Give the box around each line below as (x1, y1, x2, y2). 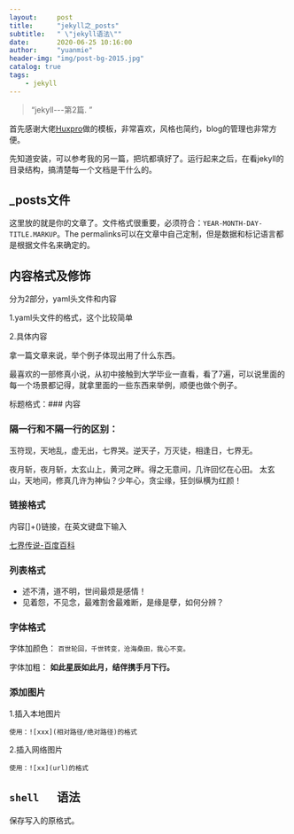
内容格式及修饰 (9, 268, 91, 284)
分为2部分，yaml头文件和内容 (9, 293, 117, 304)
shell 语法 (9, 790, 81, 805)
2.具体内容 (9, 331, 48, 342)
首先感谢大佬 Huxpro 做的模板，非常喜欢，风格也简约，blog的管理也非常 (9, 123, 270, 134)
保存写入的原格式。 (9, 815, 80, 825)
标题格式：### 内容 (9, 399, 81, 409)
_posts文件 (9, 192, 71, 208)
